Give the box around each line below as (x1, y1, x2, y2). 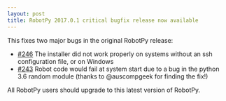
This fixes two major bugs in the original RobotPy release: (7, 36, 174, 44)
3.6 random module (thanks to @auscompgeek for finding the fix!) (17, 72, 209, 81)
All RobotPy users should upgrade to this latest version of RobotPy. (7, 86, 201, 94)
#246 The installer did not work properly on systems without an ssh (17, 50, 213, 58)
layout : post (7, 10, 45, 18)
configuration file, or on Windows (17, 57, 114, 65)
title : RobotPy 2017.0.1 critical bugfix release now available (7, 17, 199, 24)
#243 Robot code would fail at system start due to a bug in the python (17, 65, 220, 73)
